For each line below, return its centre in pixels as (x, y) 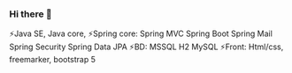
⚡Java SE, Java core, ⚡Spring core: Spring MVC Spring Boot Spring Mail (141, 33)
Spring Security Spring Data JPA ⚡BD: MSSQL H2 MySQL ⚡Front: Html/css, (146, 47)
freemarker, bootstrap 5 (52, 60)
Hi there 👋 (31, 14)
